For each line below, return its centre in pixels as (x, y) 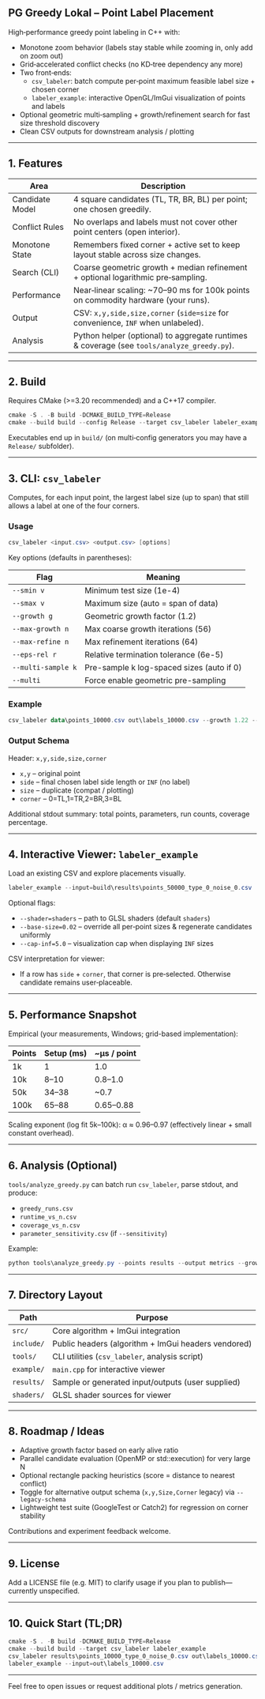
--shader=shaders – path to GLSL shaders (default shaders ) (115, 918)
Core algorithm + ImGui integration (116, 1331)
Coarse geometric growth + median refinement (160, 267)
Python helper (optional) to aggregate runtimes (161, 335)
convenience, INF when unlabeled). (139, 322)
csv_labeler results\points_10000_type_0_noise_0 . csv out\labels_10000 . (130, 1656)
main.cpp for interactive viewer (109, 1369)
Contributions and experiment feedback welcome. (90, 1531)
